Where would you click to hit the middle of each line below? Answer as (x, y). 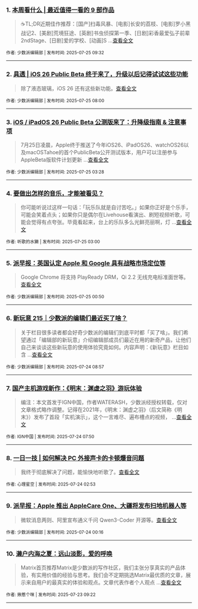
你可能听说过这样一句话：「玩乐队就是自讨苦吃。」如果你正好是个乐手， (106, 207)
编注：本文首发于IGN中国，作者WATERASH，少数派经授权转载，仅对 (104, 402)
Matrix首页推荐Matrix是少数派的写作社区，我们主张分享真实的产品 (100, 567)
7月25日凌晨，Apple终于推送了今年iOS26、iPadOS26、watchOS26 (102, 145)
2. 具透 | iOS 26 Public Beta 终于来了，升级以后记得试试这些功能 (97, 74)
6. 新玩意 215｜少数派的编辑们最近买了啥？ (67, 318)
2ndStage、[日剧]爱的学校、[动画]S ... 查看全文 (77, 41)
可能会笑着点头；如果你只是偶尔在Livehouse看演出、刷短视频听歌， (103, 215)
